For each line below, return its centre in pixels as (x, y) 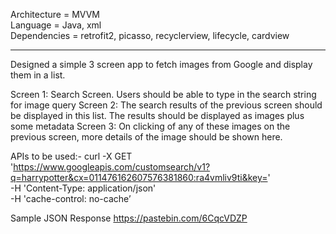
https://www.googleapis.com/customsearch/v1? (112, 167)
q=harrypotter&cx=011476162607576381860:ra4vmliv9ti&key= (139, 177)
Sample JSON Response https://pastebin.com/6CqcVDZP (129, 218)
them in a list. (38, 75)
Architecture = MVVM (55, 14)
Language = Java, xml (56, 25)
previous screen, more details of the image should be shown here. (146, 137)
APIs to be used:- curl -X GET (71, 156)
